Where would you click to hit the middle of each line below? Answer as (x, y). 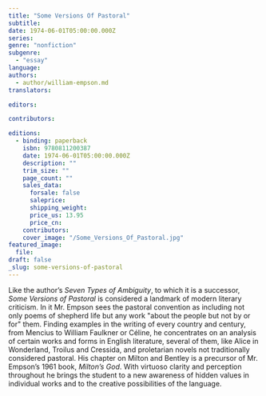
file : (25, 253)
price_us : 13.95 (56, 215)
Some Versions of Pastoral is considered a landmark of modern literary (125, 298)
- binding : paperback (52, 141)
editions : (25, 134)
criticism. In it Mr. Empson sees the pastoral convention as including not (127, 307)
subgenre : (25, 53)
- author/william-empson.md (62, 82)
